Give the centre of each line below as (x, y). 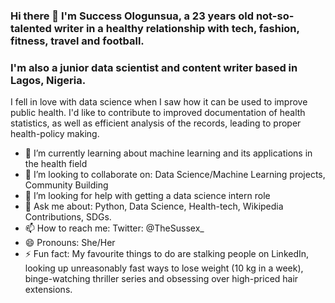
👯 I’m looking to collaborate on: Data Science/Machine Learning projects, (175, 175)
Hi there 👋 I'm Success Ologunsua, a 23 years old (132, 16)
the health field (56, 164)
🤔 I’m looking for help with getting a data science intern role (147, 196)
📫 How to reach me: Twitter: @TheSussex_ (114, 228)
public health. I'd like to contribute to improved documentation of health (158, 113)
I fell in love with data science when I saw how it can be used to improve (159, 102)
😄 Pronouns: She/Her (70, 243)
